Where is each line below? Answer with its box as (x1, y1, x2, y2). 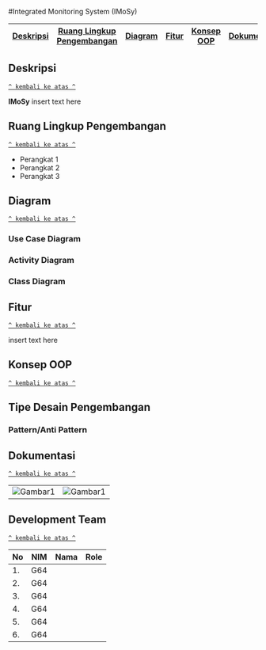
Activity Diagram (8, 255, 75, 266)
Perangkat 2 (19, 162, 60, 173)
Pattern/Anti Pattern (8, 424, 88, 435)
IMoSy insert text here (8, 97, 82, 106)
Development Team (8, 513, 107, 526)
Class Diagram (8, 276, 66, 287)
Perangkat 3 (19, 171, 60, 181)
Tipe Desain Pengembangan (8, 401, 150, 414)
